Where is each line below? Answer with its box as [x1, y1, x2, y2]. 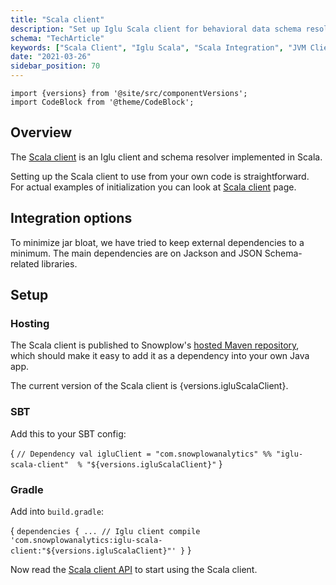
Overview [10, 124, 73, 141]
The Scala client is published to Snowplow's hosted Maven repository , [10, 339, 300, 351]
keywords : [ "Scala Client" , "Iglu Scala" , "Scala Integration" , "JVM [10, 42, 307, 53]
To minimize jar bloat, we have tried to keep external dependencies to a [10, 236, 305, 248]
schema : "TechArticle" [10, 33, 105, 43]
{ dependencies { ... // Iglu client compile [10, 524, 201, 536]
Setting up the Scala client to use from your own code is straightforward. [10, 170, 310, 182]
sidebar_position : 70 [10, 61, 101, 71]
